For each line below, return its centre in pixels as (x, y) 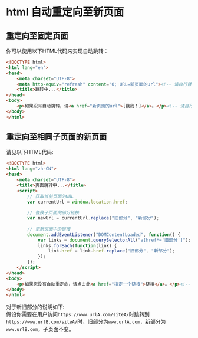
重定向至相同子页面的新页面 (57, 137)
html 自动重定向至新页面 (65, 12)
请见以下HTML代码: (30, 152)
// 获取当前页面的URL (51, 196)
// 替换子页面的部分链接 (53, 213)
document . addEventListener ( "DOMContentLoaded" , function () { (104, 234)
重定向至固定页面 (37, 36)
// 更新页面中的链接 (49, 229)
